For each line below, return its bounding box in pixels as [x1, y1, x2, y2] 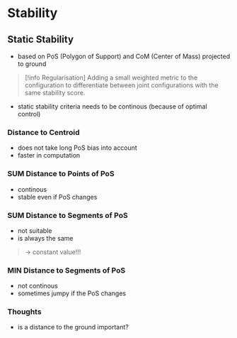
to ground [17, 60, 47, 68]
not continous [17, 282, 58, 290]
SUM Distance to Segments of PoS [7, 210, 129, 220]
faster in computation [17, 151, 81, 160]
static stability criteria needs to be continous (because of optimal [17, 102, 207, 111]
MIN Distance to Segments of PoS [7, 265, 126, 275]
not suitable [17, 226, 52, 235]
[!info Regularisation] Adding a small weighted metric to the [24, 73, 198, 82]
